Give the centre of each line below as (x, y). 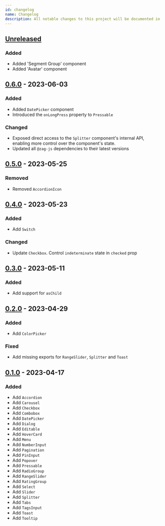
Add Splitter (26, 497)
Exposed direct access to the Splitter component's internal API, (78, 138)
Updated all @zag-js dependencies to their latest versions (71, 149)
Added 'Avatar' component (40, 69)
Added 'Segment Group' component (49, 64)
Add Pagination (28, 450)
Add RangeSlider (29, 476)
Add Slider (24, 492)
